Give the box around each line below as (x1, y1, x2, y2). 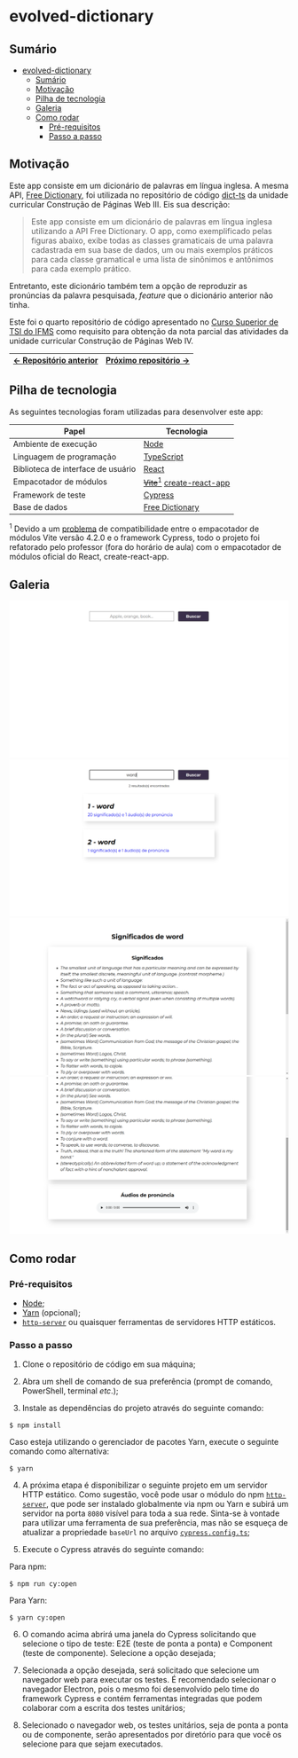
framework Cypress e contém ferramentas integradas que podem (21, 1693, 263, 1704)
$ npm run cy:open (9, 1580, 77, 1589)
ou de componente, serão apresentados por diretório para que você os (21, 1730, 282, 1740)
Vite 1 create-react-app (143, 476, 231, 488)
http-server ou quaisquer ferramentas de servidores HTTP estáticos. (21, 1316, 277, 1327)
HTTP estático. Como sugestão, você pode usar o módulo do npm (21, 1489, 264, 1500)
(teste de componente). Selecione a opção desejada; (21, 1648, 216, 1659)
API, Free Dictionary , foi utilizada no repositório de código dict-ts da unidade (9, 189, 289, 200)
